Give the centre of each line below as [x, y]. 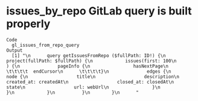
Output [14, 50]
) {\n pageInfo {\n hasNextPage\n [88, 66]
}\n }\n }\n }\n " [72, 92]
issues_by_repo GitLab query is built [99, 11]
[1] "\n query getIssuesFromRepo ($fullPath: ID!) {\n [89, 55]
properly [28, 24]
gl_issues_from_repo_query [46, 45]
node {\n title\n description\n [93, 76]
